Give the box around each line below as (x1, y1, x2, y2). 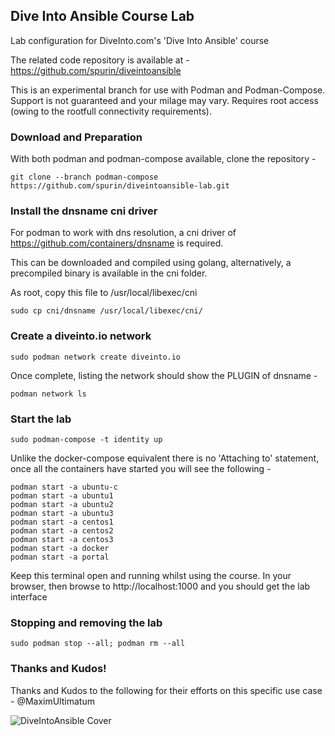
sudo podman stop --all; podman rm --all (10, 639, 186, 649)
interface (10, 591, 48, 603)
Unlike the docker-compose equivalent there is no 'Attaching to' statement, (10, 452, 320, 464)
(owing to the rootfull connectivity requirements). (10, 105, 213, 117)
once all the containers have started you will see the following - (10, 463, 272, 474)
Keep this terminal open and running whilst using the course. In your (10, 570, 292, 581)
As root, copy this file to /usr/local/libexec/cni (10, 287, 198, 299)
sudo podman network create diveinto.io (10, 352, 182, 362)
